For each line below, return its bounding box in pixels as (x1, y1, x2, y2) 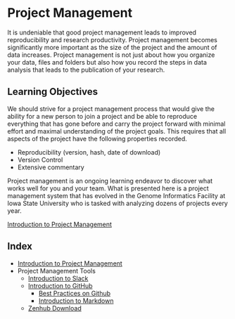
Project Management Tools (17, 266, 96, 275)
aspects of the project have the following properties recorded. (7, 134, 188, 143)
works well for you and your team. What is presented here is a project (7, 184, 209, 193)
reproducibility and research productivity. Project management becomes (7, 35, 218, 44)
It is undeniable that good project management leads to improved (7, 28, 197, 37)
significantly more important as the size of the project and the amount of (7, 43, 217, 51)
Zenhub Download (27, 304, 82, 312)
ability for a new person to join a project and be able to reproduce (7, 112, 198, 120)
